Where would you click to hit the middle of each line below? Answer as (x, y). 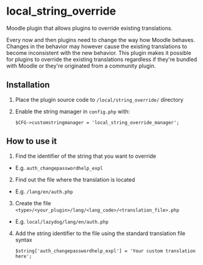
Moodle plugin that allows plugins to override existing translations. (89, 28)
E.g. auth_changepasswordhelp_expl (59, 168)
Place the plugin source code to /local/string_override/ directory (99, 99)
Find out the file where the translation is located (75, 179)
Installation (28, 85)
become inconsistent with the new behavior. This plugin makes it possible (99, 52)
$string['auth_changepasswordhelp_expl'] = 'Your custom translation (105, 251)
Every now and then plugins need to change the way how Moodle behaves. (101, 40)
